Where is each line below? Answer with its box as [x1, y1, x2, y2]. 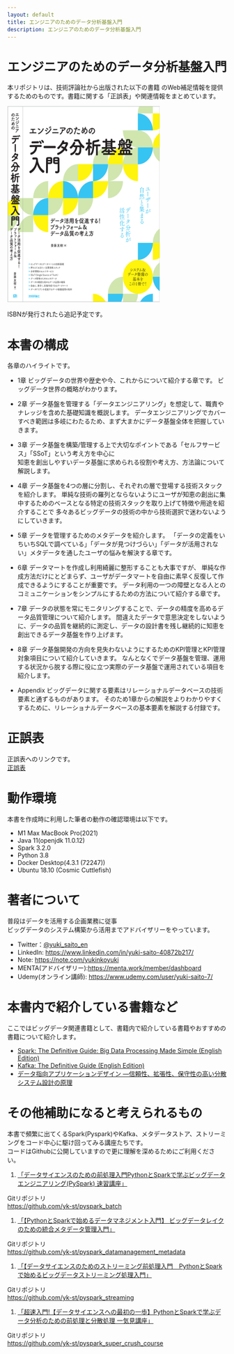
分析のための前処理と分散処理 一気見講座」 [29, 1316, 154, 1325]
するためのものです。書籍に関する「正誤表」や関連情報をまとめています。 [7, 92, 220, 100]
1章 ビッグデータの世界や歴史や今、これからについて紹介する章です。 [17, 376, 217, 384]
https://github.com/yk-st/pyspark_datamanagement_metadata [7, 1247, 186, 1256]
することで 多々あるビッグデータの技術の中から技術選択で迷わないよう [23, 508, 227, 516]
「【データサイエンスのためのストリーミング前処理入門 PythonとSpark [17, 1261, 223, 1270]
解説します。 [17, 467, 54, 475]
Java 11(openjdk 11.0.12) [17, 836, 86, 845]
